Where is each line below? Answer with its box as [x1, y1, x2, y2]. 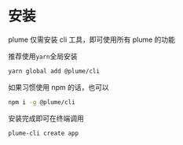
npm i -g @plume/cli [8, 98, 76, 106]
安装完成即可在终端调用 [8, 113, 84, 123]
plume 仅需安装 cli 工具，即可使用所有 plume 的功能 [8, 35, 175, 44]
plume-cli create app [8, 129, 79, 137]
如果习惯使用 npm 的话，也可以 [8, 82, 109, 91]
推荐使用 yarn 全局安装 [8, 51, 78, 61]
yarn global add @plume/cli [8, 67, 101, 75]
